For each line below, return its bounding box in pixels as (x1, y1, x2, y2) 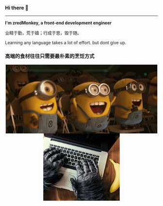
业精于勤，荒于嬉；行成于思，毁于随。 (5, 30, 81, 36)
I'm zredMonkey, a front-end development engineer (5, 20, 112, 26)
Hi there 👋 (5, 4, 29, 11)
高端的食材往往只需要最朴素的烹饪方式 (5, 53, 95, 60)
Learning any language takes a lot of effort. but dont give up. (5, 40, 127, 46)
